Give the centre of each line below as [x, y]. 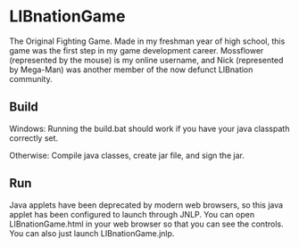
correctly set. [34, 138]
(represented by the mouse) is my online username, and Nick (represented [146, 60]
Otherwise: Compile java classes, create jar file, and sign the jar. [127, 155]
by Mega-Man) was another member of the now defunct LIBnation [131, 70]
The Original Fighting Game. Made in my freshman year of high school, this [147, 41]
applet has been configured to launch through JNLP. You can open [132, 214]
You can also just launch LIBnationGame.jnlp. [92, 233]
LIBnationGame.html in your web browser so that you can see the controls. [146, 224]
